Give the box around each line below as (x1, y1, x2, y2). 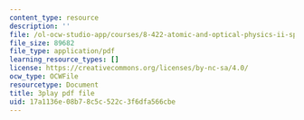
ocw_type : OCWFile (9, 72, 79, 81)
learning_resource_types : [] (9, 55, 119, 64)
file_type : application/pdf (9, 47, 116, 56)
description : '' (9, 22, 71, 31)
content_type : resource (9, 13, 100, 23)
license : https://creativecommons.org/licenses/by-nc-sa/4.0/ (9, 64, 249, 73)
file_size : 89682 (9, 38, 75, 48)
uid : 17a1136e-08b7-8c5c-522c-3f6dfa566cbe (9, 97, 176, 106)
